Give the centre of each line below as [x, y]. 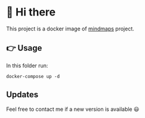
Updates [22, 95]
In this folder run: [27, 66]
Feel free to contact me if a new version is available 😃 [73, 109]
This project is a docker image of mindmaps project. [70, 29]
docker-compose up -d [33, 76]
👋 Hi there [31, 12]
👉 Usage [24, 48]
